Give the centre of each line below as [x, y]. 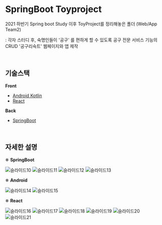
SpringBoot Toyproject [54, 9]
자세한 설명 [21, 147]
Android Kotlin [27, 95]
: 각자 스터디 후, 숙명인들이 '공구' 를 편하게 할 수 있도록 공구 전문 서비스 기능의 [81, 40]
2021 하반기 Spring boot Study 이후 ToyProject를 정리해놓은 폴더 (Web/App [81, 24]
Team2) [13, 29]
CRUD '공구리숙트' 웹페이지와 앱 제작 [42, 46]
